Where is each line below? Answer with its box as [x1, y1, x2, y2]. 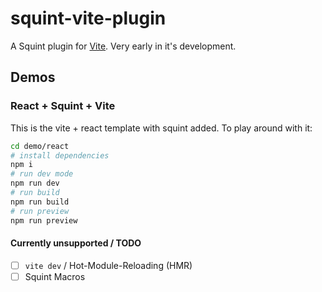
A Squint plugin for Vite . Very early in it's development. [10, 40, 237, 52]
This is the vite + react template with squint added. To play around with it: [10, 122, 313, 134]
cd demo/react [10, 141, 70, 151]
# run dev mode [10, 169, 74, 179]
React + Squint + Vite [10, 99, 116, 113]
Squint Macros [24, 270, 86, 282]
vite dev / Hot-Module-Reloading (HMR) [24, 259, 193, 271]
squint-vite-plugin [10, 7, 167, 30]
